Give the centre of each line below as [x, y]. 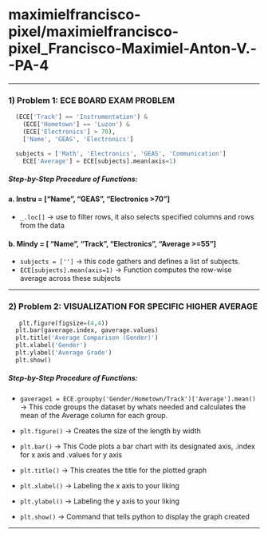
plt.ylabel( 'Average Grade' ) [64, 353]
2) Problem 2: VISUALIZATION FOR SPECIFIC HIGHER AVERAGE [133, 306]
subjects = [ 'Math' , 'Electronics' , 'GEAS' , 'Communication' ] [121, 153]
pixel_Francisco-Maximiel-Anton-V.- [133, 49]
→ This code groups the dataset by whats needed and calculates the [133, 407]
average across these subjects [70, 278]
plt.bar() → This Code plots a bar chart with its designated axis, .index [137, 446]
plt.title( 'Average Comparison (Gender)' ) [87, 338]
